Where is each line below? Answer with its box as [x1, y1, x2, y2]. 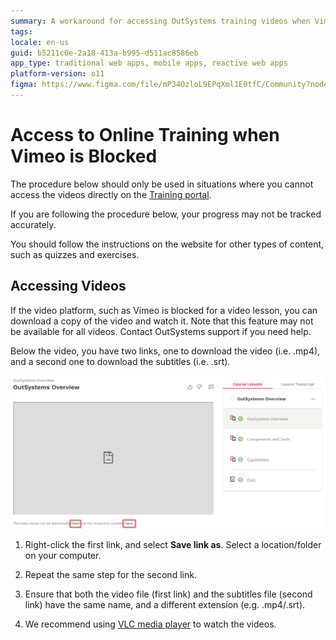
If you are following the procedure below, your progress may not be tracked [10, 208, 322, 220]
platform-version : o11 [10, 69, 105, 79]
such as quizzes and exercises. [10, 248, 140, 260]
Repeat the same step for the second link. [24, 569, 197, 581]
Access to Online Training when [10, 124, 280, 147]
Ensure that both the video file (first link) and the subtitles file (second [24, 588, 313, 600]
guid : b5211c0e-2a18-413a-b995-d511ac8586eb [10, 48, 199, 58]
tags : [10, 26, 33, 37]
